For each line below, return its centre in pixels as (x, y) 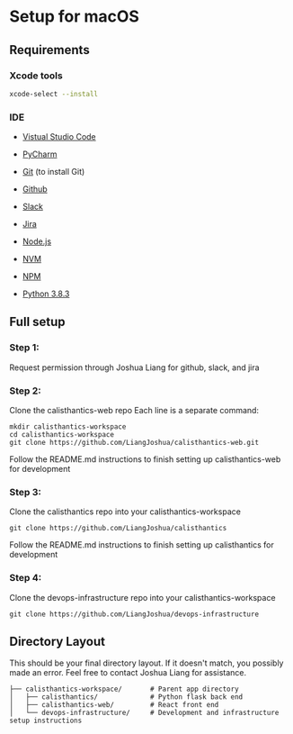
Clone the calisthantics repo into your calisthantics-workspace (125, 512)
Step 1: (24, 348)
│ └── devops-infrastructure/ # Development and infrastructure (144, 713)
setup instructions (46, 721)
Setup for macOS (74, 17)
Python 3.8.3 (46, 294)
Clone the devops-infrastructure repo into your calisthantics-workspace (142, 597)
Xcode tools (36, 76)
